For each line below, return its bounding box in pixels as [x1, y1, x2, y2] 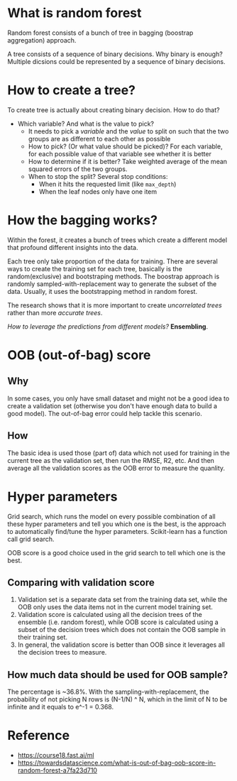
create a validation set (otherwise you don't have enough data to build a [7, 401, 218, 410]
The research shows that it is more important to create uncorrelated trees [7, 300, 222, 310]
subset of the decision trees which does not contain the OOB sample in [17, 626, 226, 634]
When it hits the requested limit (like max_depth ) [38, 180, 177, 188]
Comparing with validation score [7, 577, 155, 589]
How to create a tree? [7, 82, 136, 99]
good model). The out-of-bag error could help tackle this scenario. [7, 409, 202, 417]
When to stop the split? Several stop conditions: [28, 172, 168, 180]
